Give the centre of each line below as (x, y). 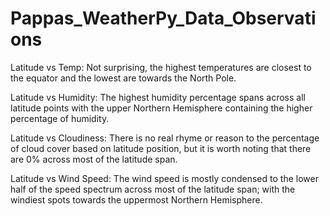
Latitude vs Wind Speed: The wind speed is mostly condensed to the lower (164, 178)
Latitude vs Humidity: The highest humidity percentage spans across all (158, 97)
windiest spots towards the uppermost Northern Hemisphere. (136, 199)
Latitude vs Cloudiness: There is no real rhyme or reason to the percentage (165, 138)
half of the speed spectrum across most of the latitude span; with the (153, 189)
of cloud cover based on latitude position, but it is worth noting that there (161, 148)
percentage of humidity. (60, 118)
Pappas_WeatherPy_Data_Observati (163, 18)
